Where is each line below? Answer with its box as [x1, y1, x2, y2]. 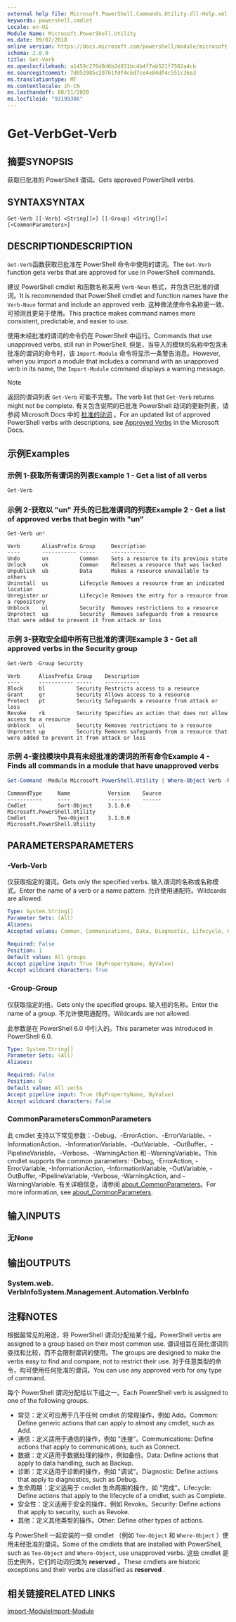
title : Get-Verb [7, 56, 55, 63]
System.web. [7, 1278, 54, 1288]
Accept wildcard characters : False [7, 1097, 112, 1105]
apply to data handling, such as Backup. [17, 1459, 133, 1468]
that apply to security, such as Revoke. [17, 1508, 130, 1516]
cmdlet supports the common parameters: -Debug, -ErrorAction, [7, 1156, 195, 1165]
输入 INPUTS [7, 1210, 61, 1222]
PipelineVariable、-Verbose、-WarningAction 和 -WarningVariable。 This [7, 1149, 218, 1157]
